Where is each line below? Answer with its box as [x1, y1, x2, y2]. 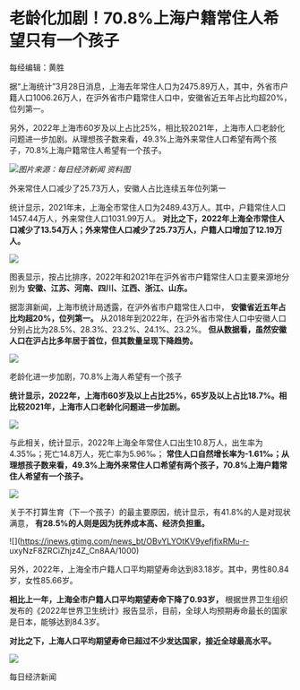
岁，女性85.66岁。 [9, 574, 78, 585]
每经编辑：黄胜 [9, 62, 64, 73]
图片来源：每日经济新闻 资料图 [18, 163, 131, 175]
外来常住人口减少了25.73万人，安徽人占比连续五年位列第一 [9, 183, 227, 194]
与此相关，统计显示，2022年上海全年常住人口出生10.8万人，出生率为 [9, 436, 263, 448]
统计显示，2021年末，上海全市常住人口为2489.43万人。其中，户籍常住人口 [9, 202, 287, 212]
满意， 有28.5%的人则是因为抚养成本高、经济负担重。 [9, 517, 210, 529]
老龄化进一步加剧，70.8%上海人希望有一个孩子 [9, 371, 183, 382]
